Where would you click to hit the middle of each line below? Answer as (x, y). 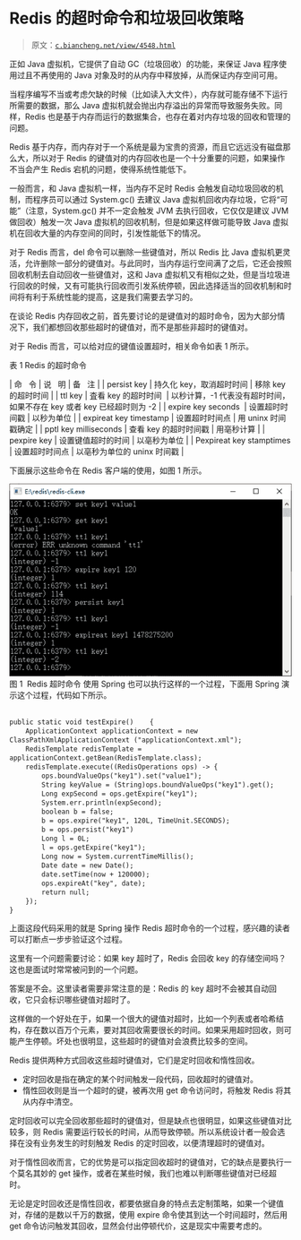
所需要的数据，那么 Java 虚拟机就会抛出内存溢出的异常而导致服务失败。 (142, 105)
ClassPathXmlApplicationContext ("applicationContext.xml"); (126, 740)
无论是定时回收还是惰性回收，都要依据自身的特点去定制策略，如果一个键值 (146, 1203)
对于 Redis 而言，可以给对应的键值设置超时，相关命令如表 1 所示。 (131, 346)
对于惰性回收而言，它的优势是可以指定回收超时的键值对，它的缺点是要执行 (146, 1162)
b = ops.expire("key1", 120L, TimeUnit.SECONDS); (136, 821)
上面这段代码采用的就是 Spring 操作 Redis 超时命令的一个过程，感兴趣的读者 (150, 927)
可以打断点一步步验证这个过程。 (68, 939)
